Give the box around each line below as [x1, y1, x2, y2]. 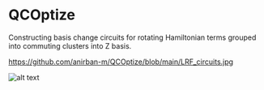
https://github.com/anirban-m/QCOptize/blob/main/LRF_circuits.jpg [8, 57, 233, 66]
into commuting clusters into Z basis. [8, 41, 132, 50]
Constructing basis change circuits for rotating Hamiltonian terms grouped [8, 32, 257, 42]
